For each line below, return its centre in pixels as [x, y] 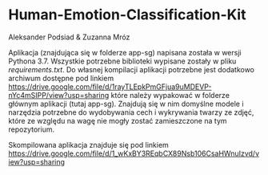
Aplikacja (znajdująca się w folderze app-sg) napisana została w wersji [125, 52]
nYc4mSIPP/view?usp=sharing [59, 95]
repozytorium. [31, 129]
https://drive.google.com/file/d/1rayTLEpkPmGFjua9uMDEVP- [110, 87]
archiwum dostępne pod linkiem [61, 78]
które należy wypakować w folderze [170, 95]
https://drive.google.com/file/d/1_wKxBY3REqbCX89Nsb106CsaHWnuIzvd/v [134, 153]
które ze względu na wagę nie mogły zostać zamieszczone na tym [118, 120]
